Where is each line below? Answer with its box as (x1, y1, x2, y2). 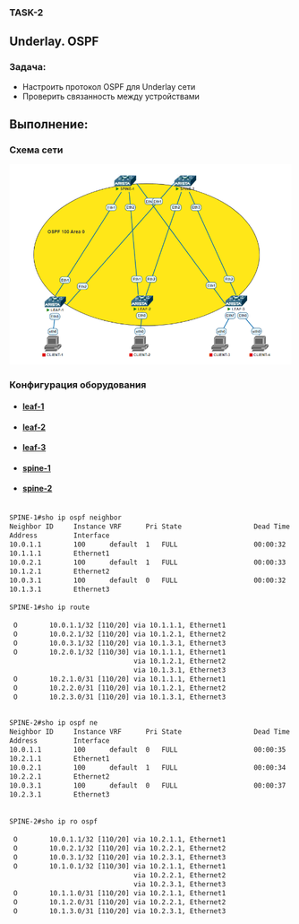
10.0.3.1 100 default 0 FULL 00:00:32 (9, 576, 286, 585)
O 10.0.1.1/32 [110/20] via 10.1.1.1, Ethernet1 (13, 621, 226, 630)
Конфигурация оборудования (9, 379, 147, 391)
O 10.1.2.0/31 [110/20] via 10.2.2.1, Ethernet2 (13, 897, 226, 907)
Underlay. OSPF (9, 34, 99, 49)
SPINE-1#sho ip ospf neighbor (9, 513, 123, 522)
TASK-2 (9, 6, 44, 19)
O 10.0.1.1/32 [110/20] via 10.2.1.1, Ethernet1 (13, 834, 226, 844)
